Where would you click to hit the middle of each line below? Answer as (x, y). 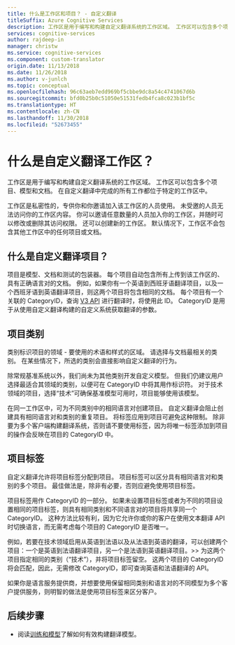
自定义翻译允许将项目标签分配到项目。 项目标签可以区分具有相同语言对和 (112, 477)
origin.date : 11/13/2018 (43, 66)
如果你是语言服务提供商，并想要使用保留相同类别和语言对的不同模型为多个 (114, 583)
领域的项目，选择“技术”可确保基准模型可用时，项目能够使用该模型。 (105, 393)
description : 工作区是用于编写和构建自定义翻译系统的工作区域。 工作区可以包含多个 (115, 27)
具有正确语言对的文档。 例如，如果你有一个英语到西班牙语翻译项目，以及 (112, 283)
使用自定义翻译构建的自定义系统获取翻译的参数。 (90, 310)
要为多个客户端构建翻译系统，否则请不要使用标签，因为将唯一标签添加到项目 (117, 426)
